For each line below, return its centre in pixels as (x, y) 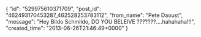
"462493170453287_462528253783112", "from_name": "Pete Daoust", (94, 15)
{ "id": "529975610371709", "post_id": (54, 9)
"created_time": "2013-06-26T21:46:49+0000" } (67, 28)
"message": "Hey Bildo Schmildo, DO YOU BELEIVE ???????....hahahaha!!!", (100, 22)
